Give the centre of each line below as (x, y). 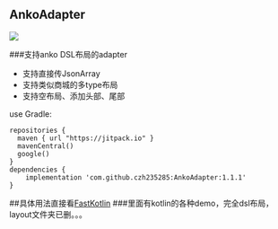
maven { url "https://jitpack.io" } (86, 138)
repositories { (38, 130)
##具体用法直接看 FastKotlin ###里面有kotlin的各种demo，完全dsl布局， (142, 203)
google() (34, 154)
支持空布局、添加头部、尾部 (74, 96)
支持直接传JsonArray (61, 73)
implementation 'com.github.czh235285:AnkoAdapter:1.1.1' (136, 177)
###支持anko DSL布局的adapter (69, 54)
